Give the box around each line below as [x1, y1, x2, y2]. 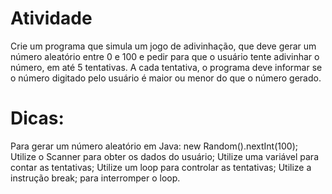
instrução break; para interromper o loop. [10, 172, 181, 184]
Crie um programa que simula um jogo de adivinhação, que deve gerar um [10, 40, 317, 52]
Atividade [10, 7, 93, 30]
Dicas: [10, 107, 65, 130]
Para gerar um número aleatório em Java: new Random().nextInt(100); [10, 140, 298, 152]
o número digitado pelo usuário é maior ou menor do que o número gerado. [10, 72, 322, 84]
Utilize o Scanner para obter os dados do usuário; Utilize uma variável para [10, 150, 319, 162]
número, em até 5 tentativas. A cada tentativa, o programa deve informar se [10, 61, 323, 73]
